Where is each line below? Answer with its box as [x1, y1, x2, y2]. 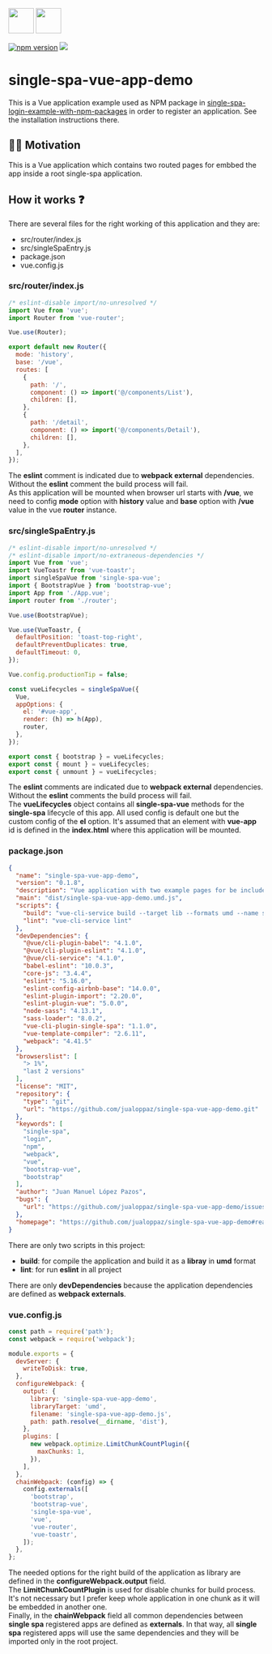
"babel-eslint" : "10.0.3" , [23, 962, 114, 970]
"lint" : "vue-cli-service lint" [23, 917, 132, 925]
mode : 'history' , [15, 351, 74, 359]
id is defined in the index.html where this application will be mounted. [8, 825, 241, 835]
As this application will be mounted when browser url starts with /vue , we [8, 488, 253, 498]
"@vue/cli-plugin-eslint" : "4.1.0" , [23, 947, 147, 955]
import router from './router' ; [8, 596, 117, 605]
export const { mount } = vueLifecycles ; [8, 760, 151, 768]
